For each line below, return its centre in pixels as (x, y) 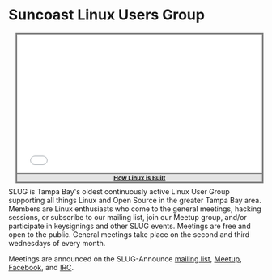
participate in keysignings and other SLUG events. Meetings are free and (130, 226)
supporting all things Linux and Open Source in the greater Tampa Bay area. (135, 200)
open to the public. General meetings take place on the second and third (129, 234)
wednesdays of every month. (57, 243)
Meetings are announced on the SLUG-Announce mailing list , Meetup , (125, 259)
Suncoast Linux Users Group (106, 15)
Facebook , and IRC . (41, 267)
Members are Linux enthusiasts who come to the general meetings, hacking (135, 209)
